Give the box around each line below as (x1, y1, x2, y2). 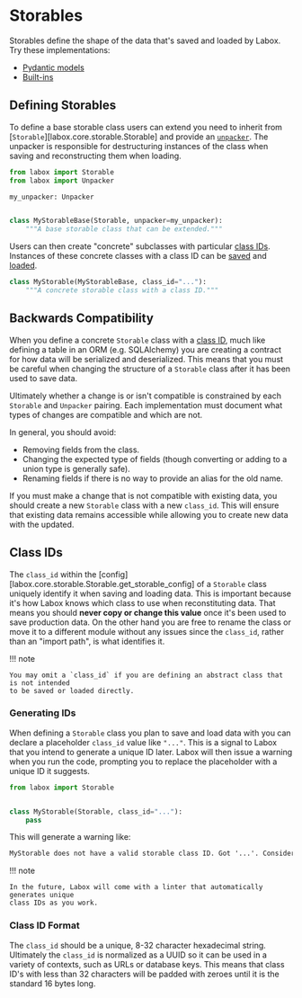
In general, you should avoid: (9, 426, 117, 437)
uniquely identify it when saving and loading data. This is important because (9, 588, 292, 599)
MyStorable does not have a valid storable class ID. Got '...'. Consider (9, 849, 296, 859)
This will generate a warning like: (9, 832, 131, 842)
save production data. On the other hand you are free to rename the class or (9, 617, 292, 628)
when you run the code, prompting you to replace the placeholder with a (9, 756, 278, 767)
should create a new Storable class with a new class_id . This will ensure (9, 500, 280, 511)
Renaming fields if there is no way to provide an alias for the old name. (22, 473, 283, 484)
